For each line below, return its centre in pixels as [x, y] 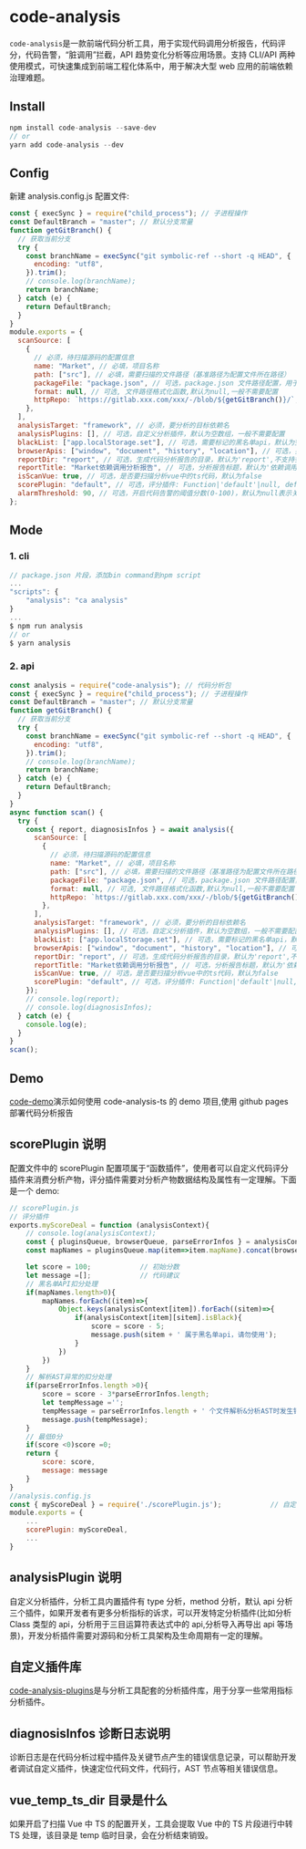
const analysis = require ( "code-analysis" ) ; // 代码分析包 [120, 685]
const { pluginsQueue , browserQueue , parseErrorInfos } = [138, 1242]
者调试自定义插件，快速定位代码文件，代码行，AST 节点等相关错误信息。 [146, 1769]
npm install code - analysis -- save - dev [83, 128]
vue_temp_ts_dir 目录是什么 [89, 1800]
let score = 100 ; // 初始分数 [103, 1267]
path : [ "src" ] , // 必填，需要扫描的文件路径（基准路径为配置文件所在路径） [162, 374]
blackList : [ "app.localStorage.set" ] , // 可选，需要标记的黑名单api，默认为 [156, 442]
